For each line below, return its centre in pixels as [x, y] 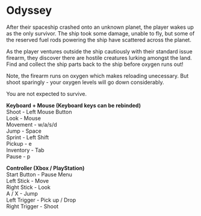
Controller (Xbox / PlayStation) [45, 168]
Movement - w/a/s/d [32, 124]
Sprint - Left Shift [28, 137]
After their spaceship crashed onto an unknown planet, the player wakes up [100, 27]
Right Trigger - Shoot [32, 206]
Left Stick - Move [28, 181]
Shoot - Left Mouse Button [39, 112]
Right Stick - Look [29, 187]
